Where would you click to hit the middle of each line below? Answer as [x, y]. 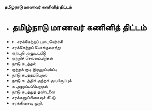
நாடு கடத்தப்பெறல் [30, 75]
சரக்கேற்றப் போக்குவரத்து [36, 47]
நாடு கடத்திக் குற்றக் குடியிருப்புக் [42, 80]
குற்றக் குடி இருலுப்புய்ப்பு [35, 69]
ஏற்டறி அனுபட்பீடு [29, 53]
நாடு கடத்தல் [24, 63]
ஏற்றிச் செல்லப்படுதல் [32, 58]
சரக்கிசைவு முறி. [27, 103]
